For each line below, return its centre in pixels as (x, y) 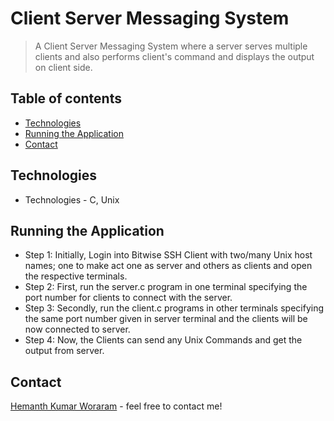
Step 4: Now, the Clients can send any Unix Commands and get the (163, 340)
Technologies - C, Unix (72, 199)
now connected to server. (77, 329)
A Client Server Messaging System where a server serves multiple (171, 46)
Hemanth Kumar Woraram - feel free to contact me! (116, 406)
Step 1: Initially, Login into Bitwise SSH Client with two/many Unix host (168, 255)
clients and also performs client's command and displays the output (174, 56)
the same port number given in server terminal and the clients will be (166, 319)
